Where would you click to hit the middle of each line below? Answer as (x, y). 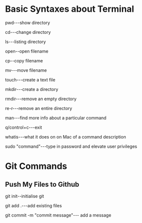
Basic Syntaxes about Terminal (70, 9)
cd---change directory (28, 32)
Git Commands (36, 166)
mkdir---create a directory (32, 89)
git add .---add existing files (34, 205)
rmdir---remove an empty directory (41, 99)
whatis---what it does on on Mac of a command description (66, 137)
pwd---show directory (28, 23)
